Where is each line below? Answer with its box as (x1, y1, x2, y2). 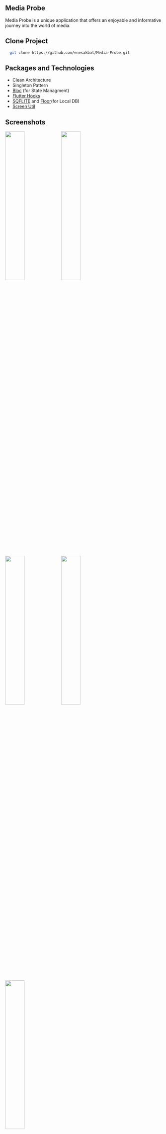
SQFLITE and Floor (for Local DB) (12, 98, 80, 104)
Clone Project (5, 37, 48, 45)
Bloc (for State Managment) (12, 88, 70, 94)
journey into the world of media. (5, 22, 71, 28)
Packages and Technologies (5, 64, 94, 72)
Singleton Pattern (12, 82, 48, 89)
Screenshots (5, 118, 46, 126)
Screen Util (12, 103, 36, 109)
